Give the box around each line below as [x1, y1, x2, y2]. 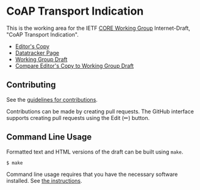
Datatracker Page [15, 49, 60, 56]
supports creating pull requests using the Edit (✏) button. [6, 114, 150, 121]
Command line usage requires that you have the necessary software [6, 171, 178, 178]
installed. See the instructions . [6, 177, 82, 185]
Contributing [6, 80, 56, 90]
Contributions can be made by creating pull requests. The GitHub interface [6, 108, 194, 115]
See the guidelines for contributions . [6, 96, 98, 103]
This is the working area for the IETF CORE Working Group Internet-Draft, [6, 24, 191, 32]
